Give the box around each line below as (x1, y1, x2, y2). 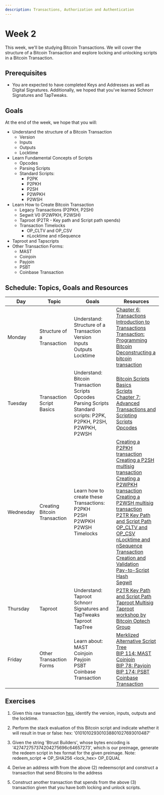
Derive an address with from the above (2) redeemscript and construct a (12, 764, 158, 771)
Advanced (116, 400, 140, 407)
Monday (7, 334, 27, 341)
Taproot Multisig (116, 599, 154, 606)
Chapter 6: (116, 306, 141, 313)
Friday (7, 656, 22, 663)
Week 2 (5, 28, 37, 39)
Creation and (116, 555, 146, 561)
